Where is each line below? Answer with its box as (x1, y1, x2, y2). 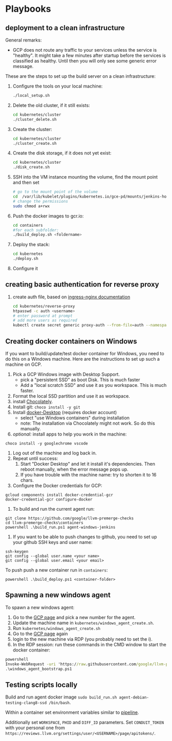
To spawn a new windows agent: (5, 604, 75, 611)
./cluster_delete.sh (12, 117, 57, 122)
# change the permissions (12, 199, 68, 204)
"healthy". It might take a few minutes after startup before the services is (12, 52, 166, 58)
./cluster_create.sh (12, 141, 57, 146)
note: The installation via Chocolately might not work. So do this (20, 420, 155, 426)
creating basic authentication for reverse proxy (5, 280, 160, 289)
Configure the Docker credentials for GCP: (12, 483, 102, 489)
